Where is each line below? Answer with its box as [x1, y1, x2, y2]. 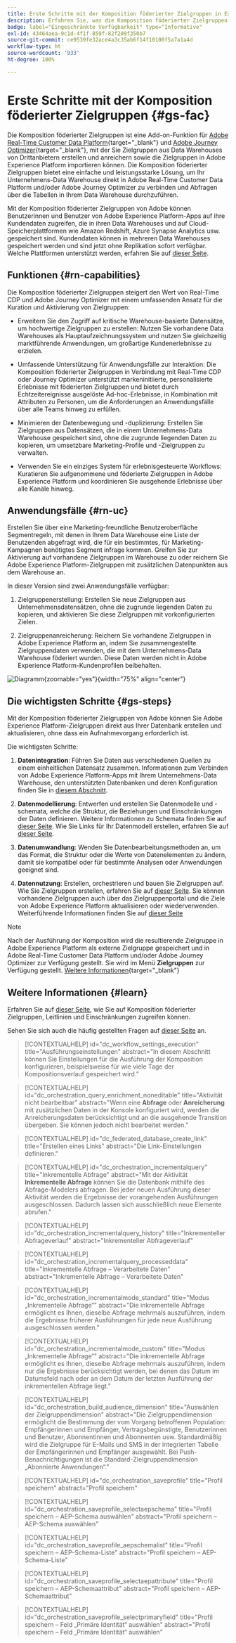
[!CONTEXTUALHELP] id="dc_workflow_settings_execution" [24, 1040, 199, 1048]
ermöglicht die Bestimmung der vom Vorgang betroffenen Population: [24, 1417, 226, 1426]
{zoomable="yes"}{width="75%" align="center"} [44, 675, 186, 683]
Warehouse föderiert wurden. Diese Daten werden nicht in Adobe [17, 654, 207, 662]
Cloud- [188, 219, 209, 227]
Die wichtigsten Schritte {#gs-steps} [7, 695, 172, 707]
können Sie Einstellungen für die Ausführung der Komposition [24, 1055, 204, 1063]
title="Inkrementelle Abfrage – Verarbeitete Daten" [24, 1265, 171, 1273]
